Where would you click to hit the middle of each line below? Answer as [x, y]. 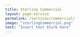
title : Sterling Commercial [34, 9]
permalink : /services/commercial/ [40, 18]
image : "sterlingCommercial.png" [39, 23]
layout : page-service [27, 14]
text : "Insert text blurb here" [38, 27]
